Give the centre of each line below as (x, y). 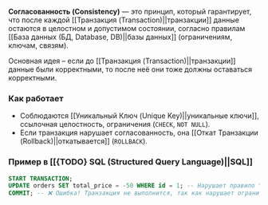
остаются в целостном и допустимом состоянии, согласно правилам (127, 28)
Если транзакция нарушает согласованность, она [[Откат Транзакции (139, 133)
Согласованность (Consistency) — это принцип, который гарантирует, (130, 12)
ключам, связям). (39, 45)
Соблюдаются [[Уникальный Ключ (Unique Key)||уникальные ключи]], (139, 116)
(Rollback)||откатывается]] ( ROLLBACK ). (83, 141)
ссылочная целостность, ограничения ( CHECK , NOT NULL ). (115, 124)
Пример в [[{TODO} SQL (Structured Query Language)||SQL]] (130, 162)
